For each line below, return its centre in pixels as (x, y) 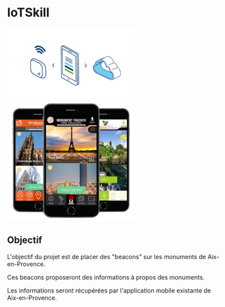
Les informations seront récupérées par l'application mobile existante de (109, 290)
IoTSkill (28, 13)
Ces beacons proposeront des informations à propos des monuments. (106, 277)
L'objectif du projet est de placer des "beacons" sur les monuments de (107, 256)
